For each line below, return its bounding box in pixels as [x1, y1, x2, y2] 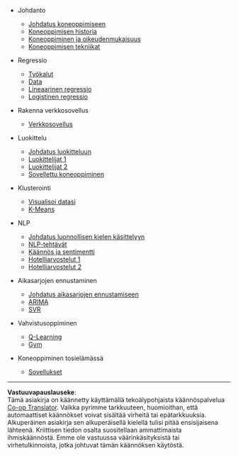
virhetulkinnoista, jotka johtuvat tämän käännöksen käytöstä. [7, 441, 184, 449]
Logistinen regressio [28, 92, 89, 101]
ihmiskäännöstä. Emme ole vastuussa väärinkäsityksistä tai [7, 433, 180, 442]
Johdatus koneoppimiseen [28, 20, 106, 28]
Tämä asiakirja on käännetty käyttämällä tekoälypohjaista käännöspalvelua [7, 396, 225, 404]
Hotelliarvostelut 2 [28, 262, 82, 271]
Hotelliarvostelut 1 [28, 255, 81, 263]
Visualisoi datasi [28, 198, 76, 206]
